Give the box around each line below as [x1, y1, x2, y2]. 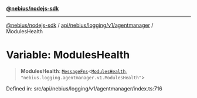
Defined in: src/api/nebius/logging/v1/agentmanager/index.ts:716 [6, 85, 162, 92]
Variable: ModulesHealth [6, 48, 130, 62]
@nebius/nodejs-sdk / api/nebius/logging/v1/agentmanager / [6, 22, 154, 29]
